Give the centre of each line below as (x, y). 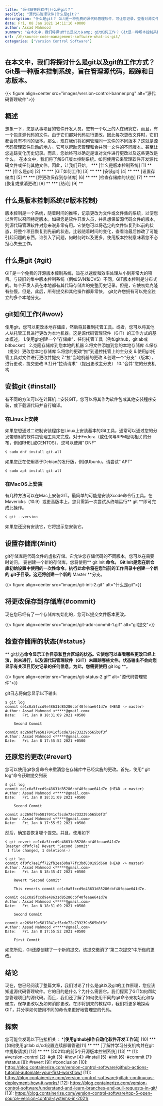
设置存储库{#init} (31, 543)
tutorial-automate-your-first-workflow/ (44, 1072)
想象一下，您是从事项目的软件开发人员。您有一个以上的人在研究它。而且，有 (81, 129)
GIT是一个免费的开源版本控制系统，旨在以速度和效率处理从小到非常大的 (77, 273)
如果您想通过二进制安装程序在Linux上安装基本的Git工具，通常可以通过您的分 (81, 430)
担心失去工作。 (20, 244)
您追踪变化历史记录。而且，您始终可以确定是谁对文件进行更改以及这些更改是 (81, 153)
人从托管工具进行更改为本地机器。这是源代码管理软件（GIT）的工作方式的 (79, 333)
